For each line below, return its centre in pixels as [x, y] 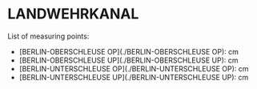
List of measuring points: [48, 36]
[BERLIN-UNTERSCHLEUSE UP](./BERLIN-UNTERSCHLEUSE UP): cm [134, 77]
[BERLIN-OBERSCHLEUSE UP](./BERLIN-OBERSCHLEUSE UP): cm [128, 60]
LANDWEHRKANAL [73, 14]
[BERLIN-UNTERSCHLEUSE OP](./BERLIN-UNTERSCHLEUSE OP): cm [134, 68]
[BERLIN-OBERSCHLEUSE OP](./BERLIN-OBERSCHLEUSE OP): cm [129, 51]
